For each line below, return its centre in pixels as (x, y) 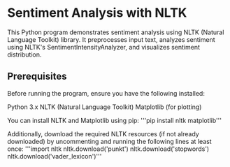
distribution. (24, 55)
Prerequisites (37, 77)
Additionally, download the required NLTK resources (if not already (103, 133)
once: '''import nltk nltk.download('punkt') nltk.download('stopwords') (108, 149)
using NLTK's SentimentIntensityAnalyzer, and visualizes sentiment (104, 47)
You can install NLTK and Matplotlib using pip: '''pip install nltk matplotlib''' (115, 120)
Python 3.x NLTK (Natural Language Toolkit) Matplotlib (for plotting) (105, 107)
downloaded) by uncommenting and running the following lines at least (109, 141)
